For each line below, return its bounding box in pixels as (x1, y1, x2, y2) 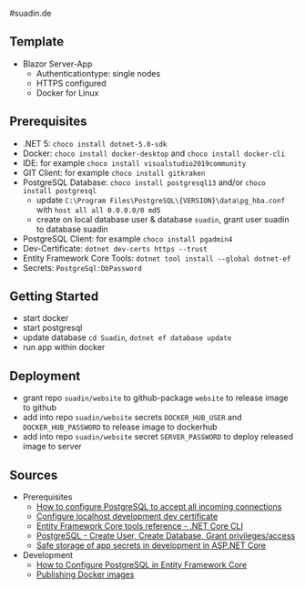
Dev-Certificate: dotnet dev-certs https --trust (22, 243, 208, 253)
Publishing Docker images (36, 569, 135, 580)
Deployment (9, 368, 81, 384)
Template (9, 34, 65, 49)
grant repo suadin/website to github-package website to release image (22, 392, 289, 404)
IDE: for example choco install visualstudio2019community (22, 157, 247, 168)
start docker (22, 313, 69, 324)
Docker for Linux (36, 87, 99, 98)
